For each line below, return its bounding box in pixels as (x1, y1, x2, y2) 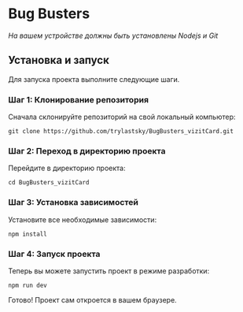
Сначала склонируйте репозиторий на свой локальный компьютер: (8, 112, 236, 122)
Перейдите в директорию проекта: (8, 163, 126, 173)
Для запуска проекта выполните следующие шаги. (8, 74, 180, 84)
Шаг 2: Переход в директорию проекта (8, 145, 166, 156)
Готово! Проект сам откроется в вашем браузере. (8, 295, 177, 304)
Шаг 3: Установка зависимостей (8, 197, 139, 208)
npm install (8, 230, 47, 238)
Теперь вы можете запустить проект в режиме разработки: (8, 266, 210, 276)
